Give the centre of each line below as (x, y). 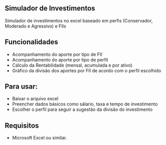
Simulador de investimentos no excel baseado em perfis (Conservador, (79, 20)
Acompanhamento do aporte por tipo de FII (57, 54)
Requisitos (22, 125)
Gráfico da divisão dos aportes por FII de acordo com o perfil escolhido (87, 70)
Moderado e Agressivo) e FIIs (35, 26)
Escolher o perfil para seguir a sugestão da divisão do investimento (82, 109)
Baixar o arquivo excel (35, 99)
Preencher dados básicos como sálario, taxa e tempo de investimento (85, 104)
